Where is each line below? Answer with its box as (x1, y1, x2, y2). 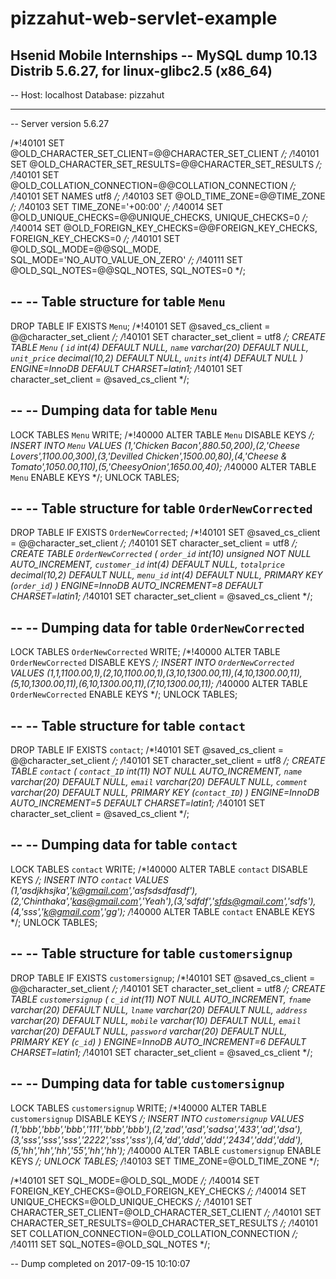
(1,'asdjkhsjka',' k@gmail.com (10, 884, 129, 896)
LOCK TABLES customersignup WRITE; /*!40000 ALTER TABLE (10, 1102, 268, 1114)
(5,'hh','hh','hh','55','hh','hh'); (10, 1144, 126, 1156)
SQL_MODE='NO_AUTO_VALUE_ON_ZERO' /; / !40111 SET (10, 254, 243, 266)
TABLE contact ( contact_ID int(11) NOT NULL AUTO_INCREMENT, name (10, 765, 303, 777)
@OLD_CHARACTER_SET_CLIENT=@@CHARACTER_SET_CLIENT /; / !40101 (10, 148, 320, 159)
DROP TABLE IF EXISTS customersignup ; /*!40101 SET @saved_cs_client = (10, 972, 316, 984)
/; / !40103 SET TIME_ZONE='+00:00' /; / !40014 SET (10, 201, 224, 212)
